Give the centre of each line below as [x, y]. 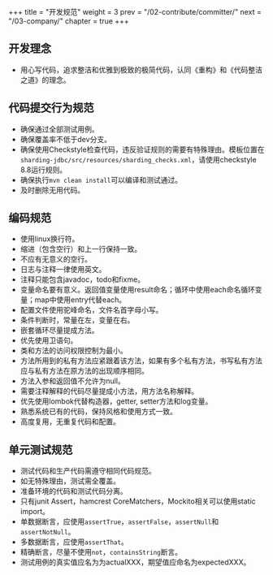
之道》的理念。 [45, 80]
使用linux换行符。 [50, 239]
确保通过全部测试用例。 [59, 129]
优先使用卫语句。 [49, 340]
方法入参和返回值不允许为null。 [73, 381]
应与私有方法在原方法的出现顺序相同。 [84, 371]
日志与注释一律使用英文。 [63, 270]
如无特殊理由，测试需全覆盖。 [70, 481]
